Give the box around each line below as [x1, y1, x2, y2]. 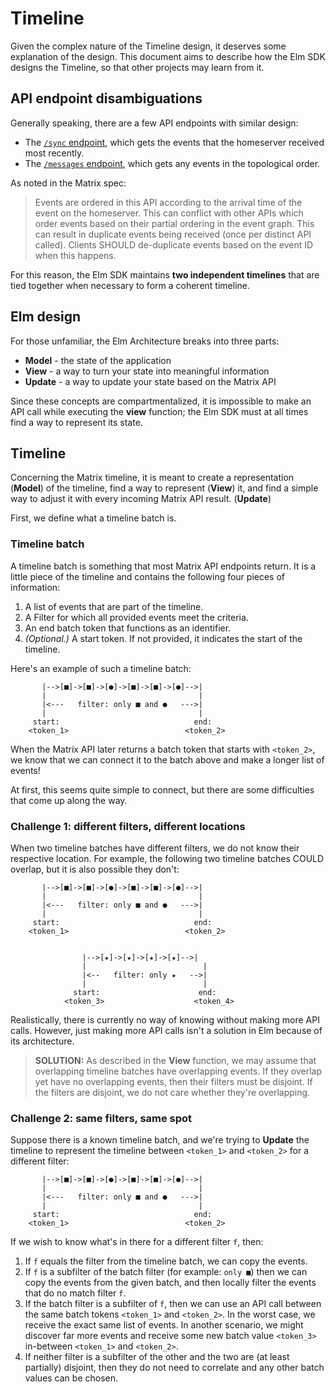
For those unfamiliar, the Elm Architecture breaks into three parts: [10, 335, 280, 347]
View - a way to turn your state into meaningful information [24, 365, 270, 377]
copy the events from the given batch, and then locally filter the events [24, 1277, 317, 1289]
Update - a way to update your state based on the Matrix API [24, 375, 277, 387]
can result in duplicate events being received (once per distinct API [34, 228, 312, 240]
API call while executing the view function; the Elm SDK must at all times [10, 405, 309, 417]
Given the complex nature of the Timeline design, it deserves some [10, 40, 287, 52]
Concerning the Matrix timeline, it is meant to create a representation [10, 472, 295, 484]
